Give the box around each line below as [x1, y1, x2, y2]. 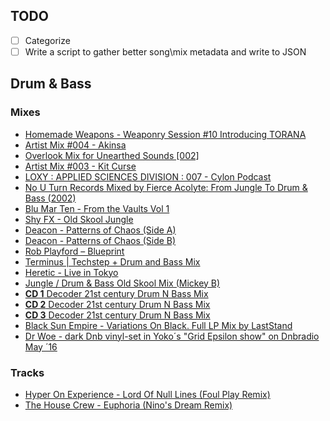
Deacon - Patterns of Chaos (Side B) [24, 234, 177, 246]
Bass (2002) [24, 192, 77, 204]
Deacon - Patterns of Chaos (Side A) [24, 224, 177, 236]
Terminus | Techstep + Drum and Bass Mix [24, 255, 201, 268]
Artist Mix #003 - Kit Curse [24, 160, 137, 172]
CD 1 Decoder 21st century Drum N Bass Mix [24, 287, 209, 299]
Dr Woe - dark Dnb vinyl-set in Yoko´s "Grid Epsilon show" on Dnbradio [24, 330, 320, 342]
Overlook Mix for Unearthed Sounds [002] [24, 149, 200, 161]
